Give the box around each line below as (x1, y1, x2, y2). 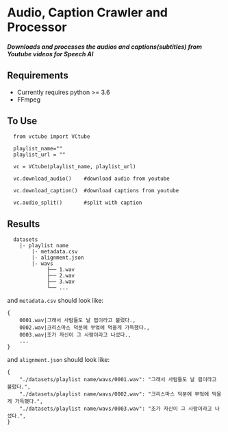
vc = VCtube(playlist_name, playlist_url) (13, 163, 136, 170)
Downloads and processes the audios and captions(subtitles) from (7, 43, 203, 51)
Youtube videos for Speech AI (7, 49, 94, 58)
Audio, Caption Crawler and (7, 5, 168, 21)
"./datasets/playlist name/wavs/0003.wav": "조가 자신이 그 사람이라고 (19, 405, 212, 413)
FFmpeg (16, 95, 41, 104)
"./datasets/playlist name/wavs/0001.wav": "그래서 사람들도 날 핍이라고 (19, 376, 217, 383)
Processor (7, 19, 67, 35)
